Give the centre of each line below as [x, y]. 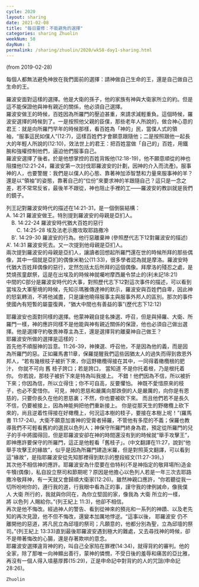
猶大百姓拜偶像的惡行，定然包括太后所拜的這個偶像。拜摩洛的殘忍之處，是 [102, 267]
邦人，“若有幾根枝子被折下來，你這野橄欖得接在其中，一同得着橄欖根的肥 [96, 361]
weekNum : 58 [21, 39]
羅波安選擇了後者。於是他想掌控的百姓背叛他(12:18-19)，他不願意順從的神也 [98, 158]
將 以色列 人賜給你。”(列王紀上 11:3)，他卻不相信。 [67, 501]
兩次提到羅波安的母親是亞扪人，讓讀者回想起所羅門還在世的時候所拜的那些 [97, 252]
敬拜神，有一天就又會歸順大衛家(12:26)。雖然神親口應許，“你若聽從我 [101, 479]
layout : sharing [26, 17]
